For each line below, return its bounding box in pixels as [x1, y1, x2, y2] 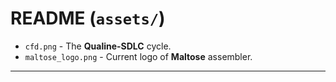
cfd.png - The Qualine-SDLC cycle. [24, 40, 172, 52]
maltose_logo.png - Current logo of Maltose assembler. [24, 50, 253, 62]
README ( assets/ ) [10, 7, 166, 30]
